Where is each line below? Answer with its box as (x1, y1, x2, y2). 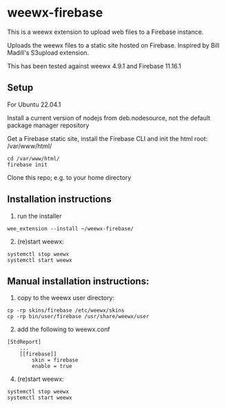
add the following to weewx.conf (17, 325, 110, 333)
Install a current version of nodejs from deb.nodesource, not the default (7, 113, 211, 122)
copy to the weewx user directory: (17, 294, 115, 302)
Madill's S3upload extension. (7, 48, 90, 57)
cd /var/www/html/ (7, 155, 60, 162)
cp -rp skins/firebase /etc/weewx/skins (7, 307, 125, 314)
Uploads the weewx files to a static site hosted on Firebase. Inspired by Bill (7, 41, 220, 49)
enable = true (32, 363, 72, 370)
